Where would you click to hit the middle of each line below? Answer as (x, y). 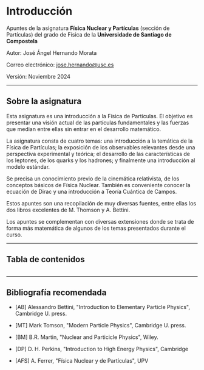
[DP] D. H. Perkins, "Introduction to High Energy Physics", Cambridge (102, 349)
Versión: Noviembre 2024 (39, 76)
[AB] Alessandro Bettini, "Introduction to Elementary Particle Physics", (102, 307)
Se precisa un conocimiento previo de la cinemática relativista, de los (93, 179)
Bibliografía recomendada (56, 292)
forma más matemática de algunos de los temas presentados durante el (96, 228)
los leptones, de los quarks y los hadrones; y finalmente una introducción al (101, 160)
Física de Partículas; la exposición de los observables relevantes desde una (101, 147)
